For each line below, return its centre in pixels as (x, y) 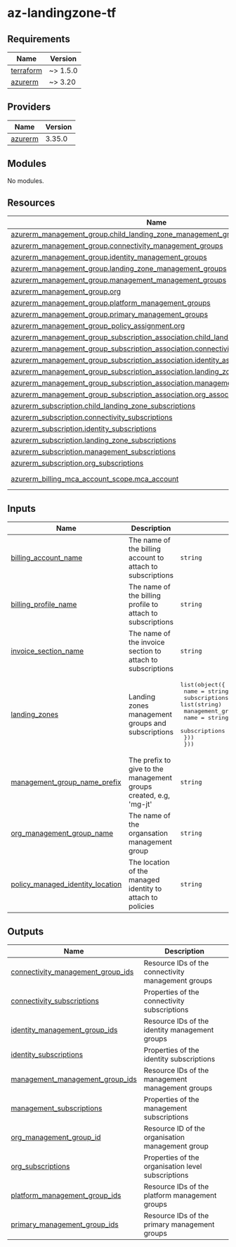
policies (142, 906)
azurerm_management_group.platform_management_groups (111, 303)
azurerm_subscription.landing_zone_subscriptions (94, 440)
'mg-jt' (140, 804)
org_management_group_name (62, 834)
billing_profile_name (44, 605)
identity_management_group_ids (64, 1030)
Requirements (39, 39)
